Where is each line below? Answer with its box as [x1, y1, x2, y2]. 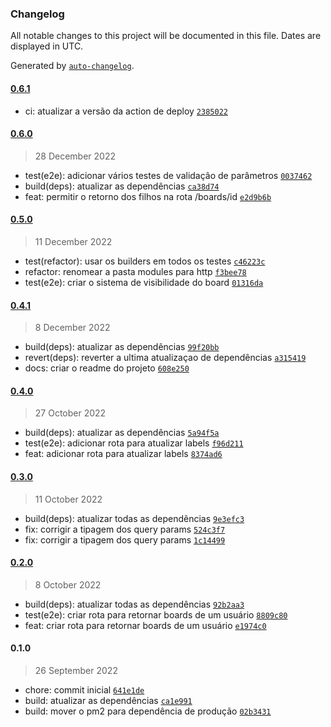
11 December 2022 [34, 235, 113, 247]
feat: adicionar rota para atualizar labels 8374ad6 [24, 448, 223, 460]
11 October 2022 [34, 493, 103, 505]
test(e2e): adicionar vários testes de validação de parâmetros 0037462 [24, 169, 313, 181]
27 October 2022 [34, 407, 107, 419]
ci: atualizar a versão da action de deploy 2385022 [24, 105, 228, 117]
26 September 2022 [34, 664, 118, 676]
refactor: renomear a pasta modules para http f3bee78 [24, 265, 247, 277]
